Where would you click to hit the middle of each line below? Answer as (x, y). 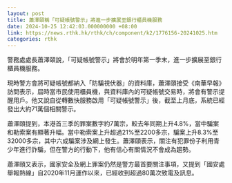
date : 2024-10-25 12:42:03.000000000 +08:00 (72, 26)
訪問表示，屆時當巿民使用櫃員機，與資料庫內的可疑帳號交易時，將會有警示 (113, 92)
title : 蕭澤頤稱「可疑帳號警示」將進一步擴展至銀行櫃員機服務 (85, 20)
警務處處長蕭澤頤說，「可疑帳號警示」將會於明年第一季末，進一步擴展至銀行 (115, 60)
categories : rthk (32, 39)
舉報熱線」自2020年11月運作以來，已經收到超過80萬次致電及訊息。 (103, 173)
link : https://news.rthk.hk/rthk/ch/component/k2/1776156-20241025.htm (112, 33)
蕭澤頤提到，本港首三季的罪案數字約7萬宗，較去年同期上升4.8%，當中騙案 (113, 124)
